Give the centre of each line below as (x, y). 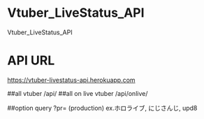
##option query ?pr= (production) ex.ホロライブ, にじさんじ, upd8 (102, 108)
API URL (31, 61)
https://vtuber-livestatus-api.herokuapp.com (71, 80)
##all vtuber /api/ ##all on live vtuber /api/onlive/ (78, 93)
